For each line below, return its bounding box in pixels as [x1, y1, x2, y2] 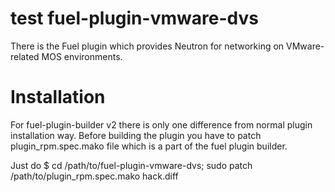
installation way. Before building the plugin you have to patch [10, 129, 262, 141]
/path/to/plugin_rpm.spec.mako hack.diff [10, 170, 179, 182]
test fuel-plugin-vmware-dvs [10, 7, 259, 30]
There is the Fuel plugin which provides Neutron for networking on [10, 40, 285, 52]
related [10, 50, 40, 62]
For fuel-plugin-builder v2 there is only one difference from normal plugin [10, 118, 313, 131]
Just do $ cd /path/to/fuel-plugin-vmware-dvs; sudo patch [10, 159, 253, 171]
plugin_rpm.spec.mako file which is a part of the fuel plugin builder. [10, 140, 288, 152]
